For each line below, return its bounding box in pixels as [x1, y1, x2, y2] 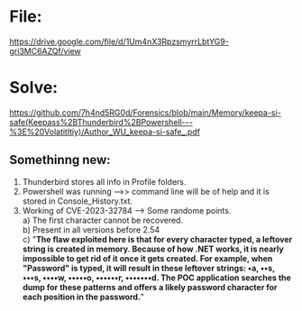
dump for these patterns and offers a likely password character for [22, 281, 278, 292]
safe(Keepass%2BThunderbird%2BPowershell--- [9, 116, 194, 127]
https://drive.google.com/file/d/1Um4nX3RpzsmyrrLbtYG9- [9, 36, 230, 47]
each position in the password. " [22, 291, 145, 302]
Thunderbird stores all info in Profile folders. [22, 176, 187, 187]
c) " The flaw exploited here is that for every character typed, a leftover [22, 233, 293, 244]
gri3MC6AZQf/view [9, 45, 81, 56]
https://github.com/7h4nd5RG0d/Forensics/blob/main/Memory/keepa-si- [9, 106, 281, 118]
